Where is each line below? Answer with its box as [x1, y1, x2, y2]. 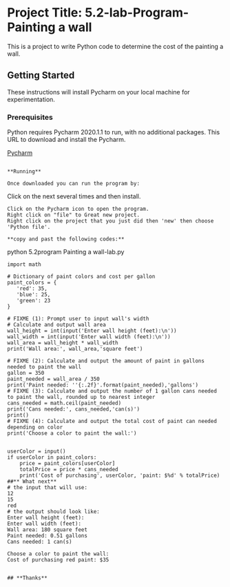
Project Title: [7, 5, 83, 21]
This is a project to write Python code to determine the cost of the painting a [7, 42, 224, 50]
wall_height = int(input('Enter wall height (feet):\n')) [7, 327, 177, 335]
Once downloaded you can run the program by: [7, 181, 140, 187]
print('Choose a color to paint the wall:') [7, 430, 137, 437]
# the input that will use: [7, 484, 88, 491]
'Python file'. [7, 224, 51, 231]
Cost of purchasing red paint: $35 [7, 557, 109, 564]
